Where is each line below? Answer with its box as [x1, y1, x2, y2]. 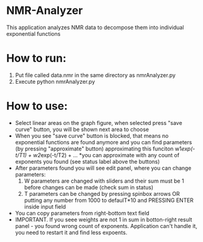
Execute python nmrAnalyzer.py [15, 78, 95, 85]
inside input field [24, 203, 66, 210]
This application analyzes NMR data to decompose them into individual [6, 24, 184, 31]
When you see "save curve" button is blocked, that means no [15, 132, 169, 139]
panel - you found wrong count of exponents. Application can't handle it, [15, 222, 198, 229]
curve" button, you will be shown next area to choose [15, 126, 149, 133]
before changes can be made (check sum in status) [24, 183, 154, 191]
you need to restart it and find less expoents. [15, 229, 128, 236]
